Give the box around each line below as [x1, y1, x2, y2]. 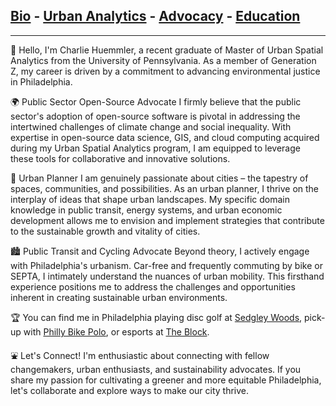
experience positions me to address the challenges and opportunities [10, 280, 296, 293]
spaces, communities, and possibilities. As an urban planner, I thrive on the [10, 182, 320, 194]
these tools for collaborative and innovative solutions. [10, 152, 231, 164]
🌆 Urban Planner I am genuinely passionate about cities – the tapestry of [10, 172, 309, 184]
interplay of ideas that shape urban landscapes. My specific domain [10, 193, 291, 205]
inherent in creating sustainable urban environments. [10, 291, 228, 303]
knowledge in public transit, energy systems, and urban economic [10, 204, 283, 216]
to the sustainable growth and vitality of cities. [10, 225, 201, 237]
